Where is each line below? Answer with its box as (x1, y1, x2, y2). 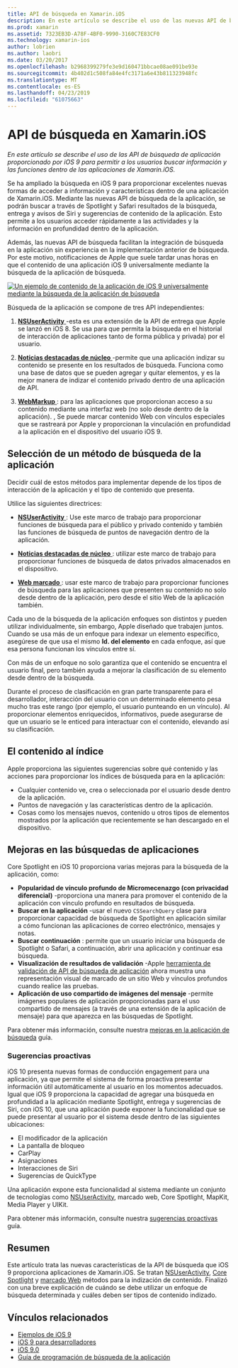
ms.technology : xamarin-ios (7, 37, 91, 44)
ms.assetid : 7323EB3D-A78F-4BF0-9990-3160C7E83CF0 (7, 30, 160, 38)
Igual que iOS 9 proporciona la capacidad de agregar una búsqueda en (7, 1090, 215, 1098)
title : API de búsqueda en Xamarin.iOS (7, 10, 125, 18)
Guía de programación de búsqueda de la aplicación (17, 1353, 171, 1362)
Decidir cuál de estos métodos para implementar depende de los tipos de (7, 478, 222, 486)
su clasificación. (7, 724, 55, 733)
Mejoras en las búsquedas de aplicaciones (7, 844, 200, 856)
